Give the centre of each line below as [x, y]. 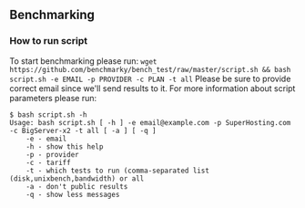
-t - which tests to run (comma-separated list [117, 171]
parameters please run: [53, 98]
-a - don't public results [77, 186]
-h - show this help [65, 146]
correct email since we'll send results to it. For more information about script [152, 88]
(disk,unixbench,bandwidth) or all [77, 178]
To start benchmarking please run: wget [83, 61]
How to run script [49, 41]
